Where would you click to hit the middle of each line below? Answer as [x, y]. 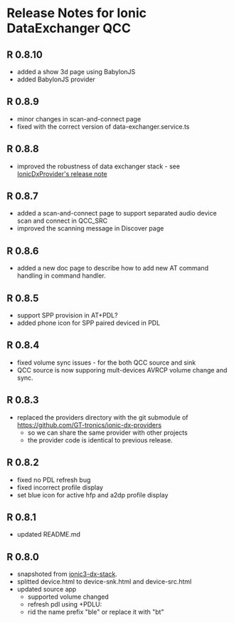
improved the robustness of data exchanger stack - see [99, 166]
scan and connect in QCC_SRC [62, 221]
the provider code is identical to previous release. [100, 440]
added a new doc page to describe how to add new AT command [113, 268]
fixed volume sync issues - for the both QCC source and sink [106, 363]
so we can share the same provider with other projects [107, 432]
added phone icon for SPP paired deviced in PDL [89, 323]
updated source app [47, 589]
